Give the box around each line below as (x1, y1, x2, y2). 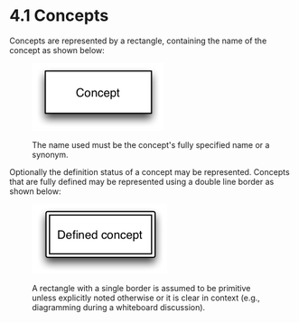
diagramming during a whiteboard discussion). (32, 301, 206, 312)
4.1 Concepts (9, 5, 109, 26)
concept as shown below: (9, 44, 106, 55)
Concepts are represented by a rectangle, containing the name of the (9, 35, 267, 46)
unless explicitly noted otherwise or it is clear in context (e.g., (32, 292, 260, 303)
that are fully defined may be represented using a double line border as (9, 176, 275, 187)
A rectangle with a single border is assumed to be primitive (32, 282, 251, 293)
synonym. (32, 149, 70, 160)
